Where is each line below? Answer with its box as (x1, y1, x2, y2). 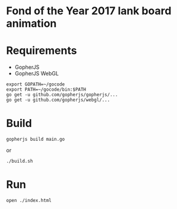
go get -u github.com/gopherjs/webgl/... (6, 97, 110, 103)
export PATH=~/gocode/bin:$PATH (6, 87, 86, 93)
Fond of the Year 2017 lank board (6, 4, 172, 18)
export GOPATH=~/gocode (6, 81, 65, 87)
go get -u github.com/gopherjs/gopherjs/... (6, 92, 118, 98)
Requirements (6, 44, 77, 58)
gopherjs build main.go (6, 137, 65, 142)
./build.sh (6, 159, 33, 164)
